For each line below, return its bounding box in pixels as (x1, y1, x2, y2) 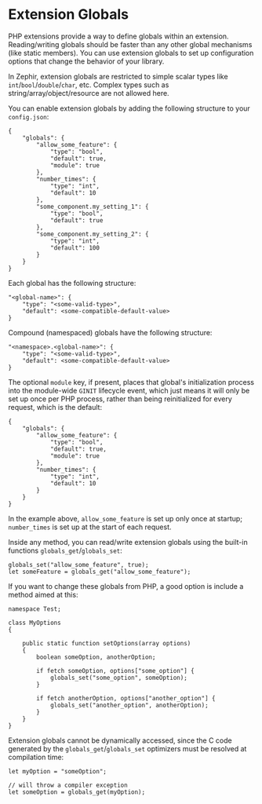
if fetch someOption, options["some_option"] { (36, 667, 195, 674)
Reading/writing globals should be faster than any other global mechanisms (8, 39, 253, 49)
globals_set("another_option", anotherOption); (49, 701, 209, 709)
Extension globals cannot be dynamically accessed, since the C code (8, 736, 233, 745)
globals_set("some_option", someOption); (49, 674, 188, 682)
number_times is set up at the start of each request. (8, 522, 172, 532)
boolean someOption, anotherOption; (36, 653, 156, 661)
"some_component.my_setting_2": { (36, 230, 149, 238)
